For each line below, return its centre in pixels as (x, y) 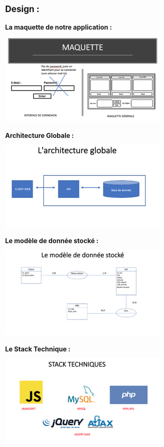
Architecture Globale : (40, 136)
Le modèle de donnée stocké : (52, 240)
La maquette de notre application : (58, 27)
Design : (22, 9)
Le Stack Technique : (38, 349)
